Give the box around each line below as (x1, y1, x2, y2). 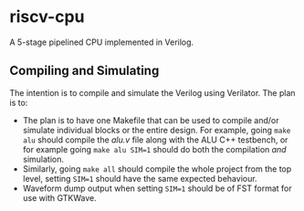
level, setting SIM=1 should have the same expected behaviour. (22, 173, 257, 184)
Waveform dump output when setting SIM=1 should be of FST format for (22, 183, 292, 194)
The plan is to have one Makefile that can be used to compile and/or (22, 114, 279, 125)
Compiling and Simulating (9, 63, 160, 79)
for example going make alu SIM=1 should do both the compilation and (22, 143, 287, 154)
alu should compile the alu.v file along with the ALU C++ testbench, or (22, 134, 288, 145)
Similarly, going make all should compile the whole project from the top (22, 163, 292, 174)
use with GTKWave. (22, 192, 98, 203)
